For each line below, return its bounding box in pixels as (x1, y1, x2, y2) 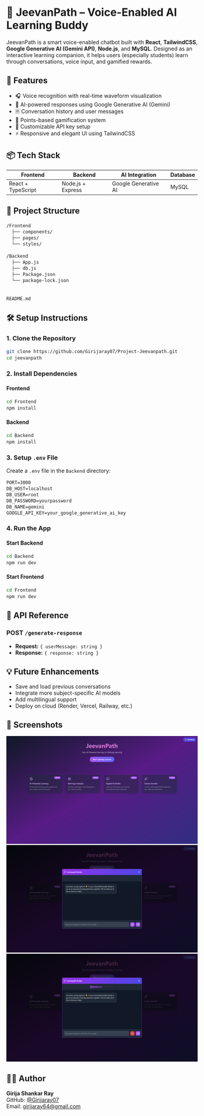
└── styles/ (12, 241, 42, 247)
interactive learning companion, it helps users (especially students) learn (6, 51, 188, 58)
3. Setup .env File (6, 453, 58, 461)
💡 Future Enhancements (6, 667, 99, 677)
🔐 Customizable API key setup (15, 123, 91, 130)
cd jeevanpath (6, 355, 42, 361)
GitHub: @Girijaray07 (6, 1096, 59, 1103)
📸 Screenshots (6, 720, 63, 730)
